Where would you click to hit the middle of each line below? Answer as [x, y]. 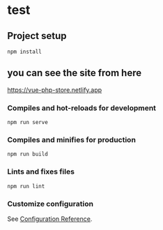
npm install [24, 52]
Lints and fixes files [41, 171]
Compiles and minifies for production [71, 140]
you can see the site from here [75, 73]
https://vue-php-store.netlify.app [55, 90]
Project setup [37, 36]
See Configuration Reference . [50, 219]
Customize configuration [51, 204]
